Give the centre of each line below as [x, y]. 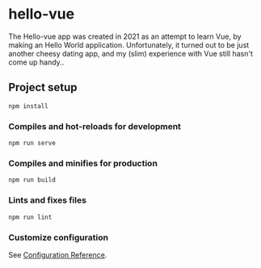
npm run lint [30, 217]
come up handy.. [36, 62]
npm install [28, 106]
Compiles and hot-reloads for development [95, 126]
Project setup [43, 88]
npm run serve [32, 143]
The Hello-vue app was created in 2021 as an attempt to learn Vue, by [125, 36]
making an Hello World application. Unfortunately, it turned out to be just [129, 44]
